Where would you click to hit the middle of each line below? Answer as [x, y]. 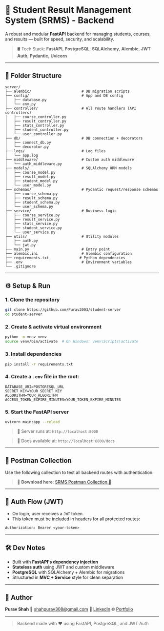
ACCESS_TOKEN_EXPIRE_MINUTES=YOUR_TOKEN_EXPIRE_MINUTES [63, 400]
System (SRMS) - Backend [60, 20]
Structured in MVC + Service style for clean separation [68, 577]
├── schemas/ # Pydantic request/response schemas [82, 189]
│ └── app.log [21, 155]
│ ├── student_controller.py [37, 130]
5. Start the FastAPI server [37, 412]
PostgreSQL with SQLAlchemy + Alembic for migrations [68, 572]
